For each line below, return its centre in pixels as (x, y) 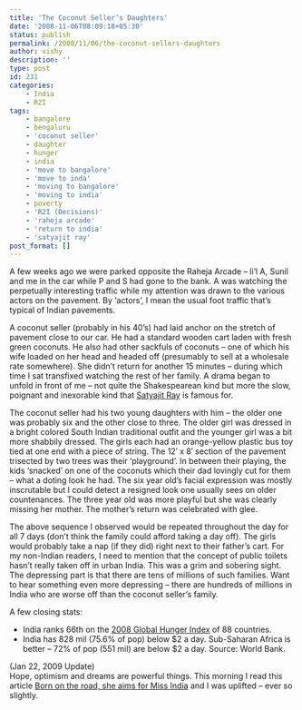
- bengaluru (48, 128)
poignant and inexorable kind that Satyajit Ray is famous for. (122, 395)
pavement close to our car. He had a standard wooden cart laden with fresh (151, 338)
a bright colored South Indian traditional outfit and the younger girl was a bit (151, 432)
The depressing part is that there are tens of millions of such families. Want (150, 575)
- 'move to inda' (58, 178)
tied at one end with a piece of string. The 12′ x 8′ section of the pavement (148, 451)
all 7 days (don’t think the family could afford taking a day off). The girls (143, 537)
